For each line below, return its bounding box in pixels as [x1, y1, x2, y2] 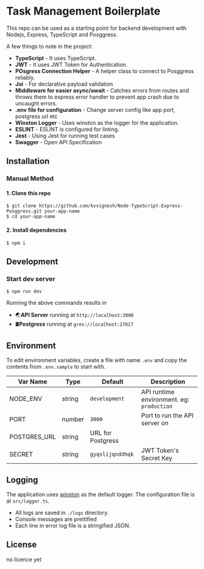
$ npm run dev [6, 288, 42, 295]
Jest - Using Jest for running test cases [15, 132, 115, 139]
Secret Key [141, 454, 173, 463]
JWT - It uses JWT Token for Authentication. [15, 61, 127, 68]
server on [141, 419, 169, 427]
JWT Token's [141, 446, 179, 455]
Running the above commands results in [6, 299, 107, 307]
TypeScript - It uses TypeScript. [15, 54, 97, 61]
